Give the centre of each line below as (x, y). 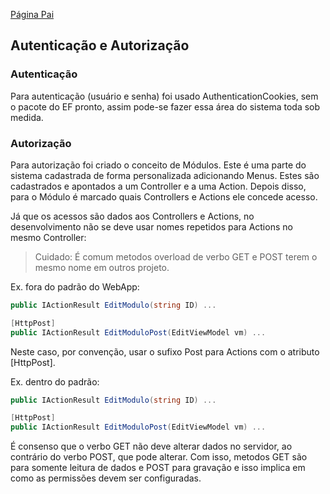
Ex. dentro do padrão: (55, 381)
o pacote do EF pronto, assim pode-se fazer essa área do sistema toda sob (165, 106)
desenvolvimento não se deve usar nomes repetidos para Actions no (151, 226)
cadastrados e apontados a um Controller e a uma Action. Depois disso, (158, 186)
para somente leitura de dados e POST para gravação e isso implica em (158, 468)
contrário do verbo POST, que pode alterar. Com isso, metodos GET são (159, 457)
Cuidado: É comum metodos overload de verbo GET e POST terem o (176, 256)
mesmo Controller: (48, 237)
